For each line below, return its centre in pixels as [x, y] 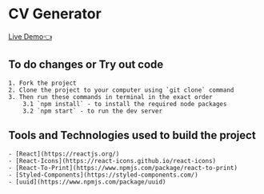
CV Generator [55, 14]
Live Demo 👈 [30, 36]
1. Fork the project [43, 83]
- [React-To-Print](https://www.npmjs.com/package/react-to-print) [123, 168]
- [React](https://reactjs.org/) [64, 154]
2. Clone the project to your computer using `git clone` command [121, 90]
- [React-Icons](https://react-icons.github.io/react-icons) [112, 160]
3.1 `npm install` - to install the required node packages [125, 104]
